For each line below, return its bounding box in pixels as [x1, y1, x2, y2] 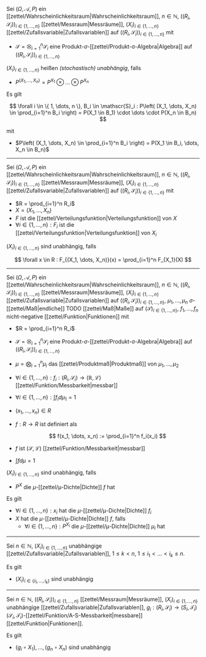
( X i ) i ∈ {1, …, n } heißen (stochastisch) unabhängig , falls [6, 64, 142, 73]
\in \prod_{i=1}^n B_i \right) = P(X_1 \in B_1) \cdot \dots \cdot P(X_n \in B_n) [9, 109, 197, 116]
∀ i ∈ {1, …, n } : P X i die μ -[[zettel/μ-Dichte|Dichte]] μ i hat [24, 522, 166, 531]
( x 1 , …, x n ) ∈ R [15, 407, 51, 415]
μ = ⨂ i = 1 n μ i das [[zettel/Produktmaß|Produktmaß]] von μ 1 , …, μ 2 [15, 359, 179, 369]
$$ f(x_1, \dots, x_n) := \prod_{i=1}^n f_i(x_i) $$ [48, 432, 167, 439]
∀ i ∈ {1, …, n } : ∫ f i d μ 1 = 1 [15, 393, 77, 403]
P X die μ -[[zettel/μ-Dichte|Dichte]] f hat [15, 482, 115, 490]
